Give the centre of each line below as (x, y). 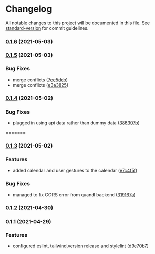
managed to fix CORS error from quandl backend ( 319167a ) (74, 194)
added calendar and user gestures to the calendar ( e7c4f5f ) (75, 170)
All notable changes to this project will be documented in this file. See (78, 23)
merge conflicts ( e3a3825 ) (40, 85)
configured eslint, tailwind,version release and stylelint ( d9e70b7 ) (81, 246)
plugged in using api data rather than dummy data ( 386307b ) (76, 123)
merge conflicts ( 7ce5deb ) (40, 80)
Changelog (29, 9)
